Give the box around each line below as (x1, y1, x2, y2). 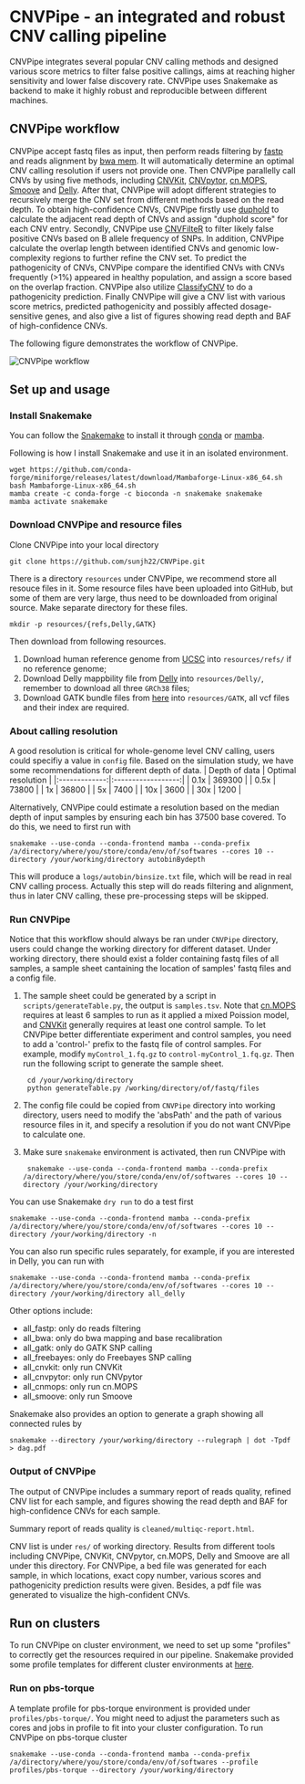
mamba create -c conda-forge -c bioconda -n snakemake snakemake (9, 489, 262, 498)
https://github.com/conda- (29, 466, 132, 475)
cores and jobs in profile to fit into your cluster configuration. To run (9, 1722, 264, 1733)
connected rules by (9, 1418, 82, 1430)
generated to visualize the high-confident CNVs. (9, 1589, 191, 1600)
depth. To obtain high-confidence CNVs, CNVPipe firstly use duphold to (9, 204, 280, 215)
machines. (9, 94, 48, 106)
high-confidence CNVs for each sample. (9, 1505, 161, 1516)
